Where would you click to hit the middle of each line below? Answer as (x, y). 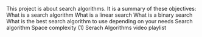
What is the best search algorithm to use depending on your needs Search (99, 21)
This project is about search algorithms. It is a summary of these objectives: (101, 9)
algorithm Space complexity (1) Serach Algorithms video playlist (86, 27)
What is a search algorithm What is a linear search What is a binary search (99, 15)
